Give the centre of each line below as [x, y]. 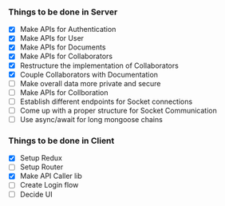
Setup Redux [41, 158]
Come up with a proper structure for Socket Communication [118, 110]
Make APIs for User [52, 38]
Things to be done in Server [63, 12]
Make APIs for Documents [63, 47]
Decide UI [36, 194]
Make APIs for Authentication [68, 30]
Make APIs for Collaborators [66, 56]
